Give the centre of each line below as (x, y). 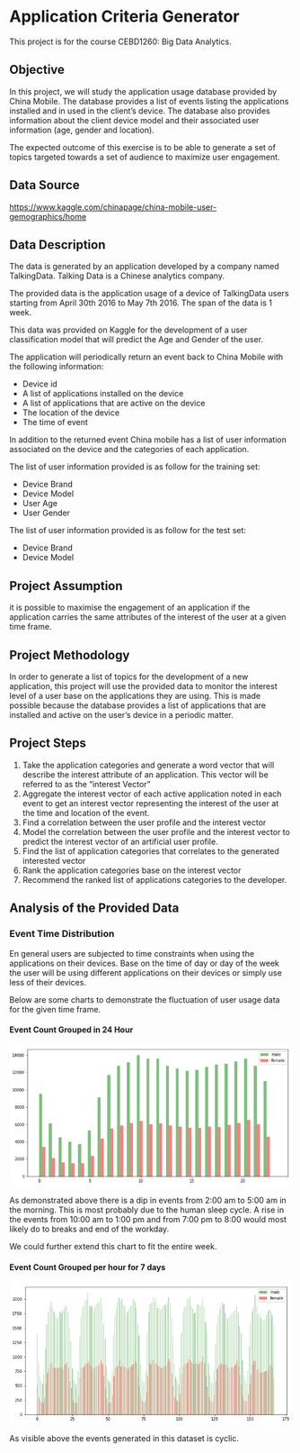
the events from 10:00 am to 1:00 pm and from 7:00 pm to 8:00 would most (148, 1220)
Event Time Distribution (62, 934)
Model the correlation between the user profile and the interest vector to (156, 831)
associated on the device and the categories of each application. (129, 450)
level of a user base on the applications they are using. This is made (135, 696)
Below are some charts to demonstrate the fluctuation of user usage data (145, 999)
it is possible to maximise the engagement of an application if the (130, 608)
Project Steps (48, 744)
